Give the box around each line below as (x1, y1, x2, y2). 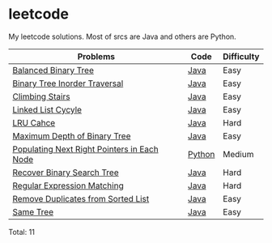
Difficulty (222, 50, 260, 62)
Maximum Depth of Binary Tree (12, 130, 131, 142)
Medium (222, 148, 254, 160)
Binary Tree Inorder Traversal (12, 78, 124, 89)
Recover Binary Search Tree (12, 167, 119, 178)
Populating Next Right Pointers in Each (12, 143, 159, 155)
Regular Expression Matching (12, 180, 124, 191)
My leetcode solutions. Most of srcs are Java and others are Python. (8, 32, 236, 41)
